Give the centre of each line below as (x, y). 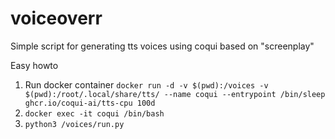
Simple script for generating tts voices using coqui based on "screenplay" (162, 46)
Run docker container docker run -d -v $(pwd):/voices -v (146, 84)
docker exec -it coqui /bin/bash (94, 113)
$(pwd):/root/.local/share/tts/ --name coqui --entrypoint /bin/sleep (175, 94)
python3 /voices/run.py (74, 124)
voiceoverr (56, 18)
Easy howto (34, 65)
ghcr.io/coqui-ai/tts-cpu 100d (90, 103)
